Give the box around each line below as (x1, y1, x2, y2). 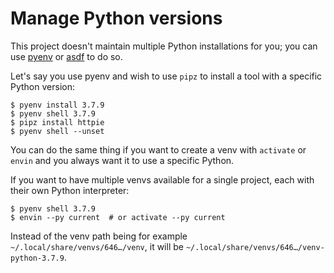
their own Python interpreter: (10, 184, 130, 196)
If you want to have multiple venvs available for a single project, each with (10, 173, 315, 186)
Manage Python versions (10, 7, 223, 30)
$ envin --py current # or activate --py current (10, 212, 226, 222)
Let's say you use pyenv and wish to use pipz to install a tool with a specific (10, 70, 323, 82)
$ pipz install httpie (10, 117, 105, 127)
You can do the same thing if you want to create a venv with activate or (10, 143, 307, 156)
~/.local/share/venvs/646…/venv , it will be (10, 240, 184, 252)
